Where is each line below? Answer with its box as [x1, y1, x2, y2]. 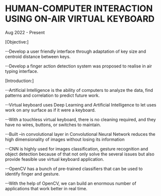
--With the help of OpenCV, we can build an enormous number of [5, 180, 137, 186]
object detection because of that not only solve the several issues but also [5, 151, 155, 157]
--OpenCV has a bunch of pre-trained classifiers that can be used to [5, 166, 143, 172]
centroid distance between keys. [5, 53, 71, 59]
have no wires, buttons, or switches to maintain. [5, 122, 101, 128]
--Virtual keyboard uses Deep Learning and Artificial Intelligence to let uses [5, 102, 157, 108]
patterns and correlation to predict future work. [5, 92, 100, 98]
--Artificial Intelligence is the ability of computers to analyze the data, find [5, 87, 153, 93]
